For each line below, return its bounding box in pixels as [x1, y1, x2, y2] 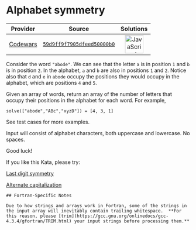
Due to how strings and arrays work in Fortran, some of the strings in [6, 202, 187, 208]
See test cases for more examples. [6, 118, 90, 125]
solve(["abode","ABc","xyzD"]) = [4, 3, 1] [6, 108, 114, 114]
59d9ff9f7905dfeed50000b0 [43, 40, 115, 47]
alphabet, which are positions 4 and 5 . [6, 79, 98, 86]
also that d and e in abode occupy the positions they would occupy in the [6, 73, 180, 80]
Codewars [9, 40, 37, 48]
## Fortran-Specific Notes [6, 193, 72, 198]
